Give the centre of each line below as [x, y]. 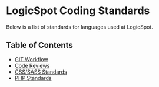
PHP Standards [33, 78]
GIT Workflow [31, 59]
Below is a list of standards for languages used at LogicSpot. [79, 27]
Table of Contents [40, 45]
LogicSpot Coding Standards [78, 11]
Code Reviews [32, 65]
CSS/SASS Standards [41, 72]
